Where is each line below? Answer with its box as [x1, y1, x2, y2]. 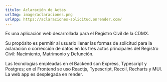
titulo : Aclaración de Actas [5, 7, 66, 13]
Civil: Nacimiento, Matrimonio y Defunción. [5, 51, 94, 57]
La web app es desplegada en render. [5, 71, 84, 77]
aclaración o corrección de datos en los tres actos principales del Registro [5, 46, 159, 52]
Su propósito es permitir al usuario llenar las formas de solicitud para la [5, 40, 152, 46]
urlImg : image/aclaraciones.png [5, 12, 73, 17]
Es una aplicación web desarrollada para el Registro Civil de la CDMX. [5, 31, 149, 37]
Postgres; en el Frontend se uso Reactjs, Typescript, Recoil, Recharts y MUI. [5, 66, 162, 72]
